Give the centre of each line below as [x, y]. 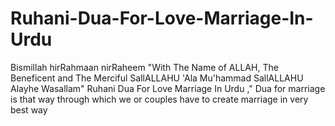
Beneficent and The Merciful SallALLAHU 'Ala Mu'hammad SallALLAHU [157, 78]
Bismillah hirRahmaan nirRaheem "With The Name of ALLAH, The [144, 67]
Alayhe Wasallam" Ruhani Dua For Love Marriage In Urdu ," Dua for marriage [168, 88]
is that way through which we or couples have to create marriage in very [159, 99]
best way [29, 109]
